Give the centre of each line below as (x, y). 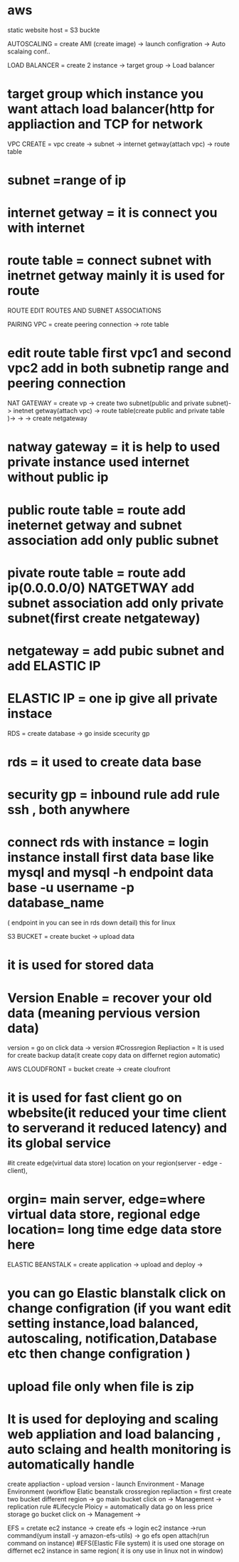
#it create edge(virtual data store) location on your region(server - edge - (115, 1163)
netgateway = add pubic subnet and (116, 651)
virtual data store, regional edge (104, 1215)
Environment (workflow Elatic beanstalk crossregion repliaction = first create (119, 1491)
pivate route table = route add (97, 573)
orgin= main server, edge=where (106, 1199)
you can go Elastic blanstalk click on (117, 1293)
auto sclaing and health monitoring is (119, 1449)
